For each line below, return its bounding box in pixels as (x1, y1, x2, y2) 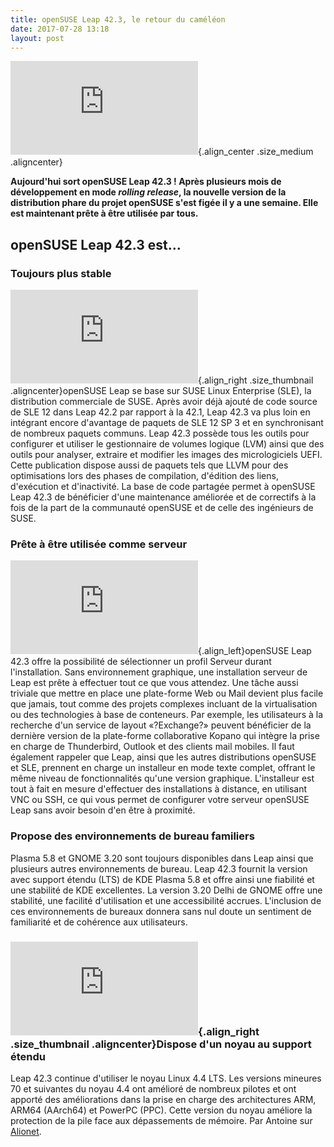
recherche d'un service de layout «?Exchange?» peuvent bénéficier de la (10, 719, 312, 731)
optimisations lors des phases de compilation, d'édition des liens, (10, 470, 279, 482)
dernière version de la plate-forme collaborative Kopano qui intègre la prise (10, 730, 320, 742)
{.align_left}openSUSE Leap (198, 645, 312, 657)
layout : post (10, 33, 65, 43)
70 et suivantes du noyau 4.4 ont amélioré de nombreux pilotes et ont (10, 1082, 297, 1095)
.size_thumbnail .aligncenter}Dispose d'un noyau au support (10, 1037, 312, 1051)
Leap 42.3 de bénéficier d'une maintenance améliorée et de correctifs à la (10, 491, 317, 503)
